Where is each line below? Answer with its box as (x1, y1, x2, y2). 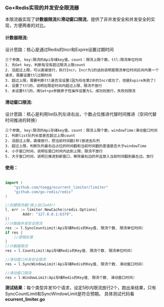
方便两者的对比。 (13, 23, 48, 28)
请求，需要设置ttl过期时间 (5, 72, 52, 78)
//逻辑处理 (14, 235, 33, 239)
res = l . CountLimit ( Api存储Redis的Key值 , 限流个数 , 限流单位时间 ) (5, 248, 133, 253)
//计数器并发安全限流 (5, 221, 43, 226)
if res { (5, 230, 23, 235)
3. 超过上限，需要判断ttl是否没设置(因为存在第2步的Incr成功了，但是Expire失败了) (5, 78, 156, 83)
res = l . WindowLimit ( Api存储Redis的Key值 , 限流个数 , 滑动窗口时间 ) (5, 275, 136, 280)
